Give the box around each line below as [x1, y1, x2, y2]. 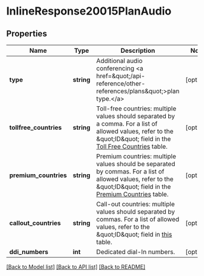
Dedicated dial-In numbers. [96, 247, 175, 256]
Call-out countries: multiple [96, 200, 175, 208]
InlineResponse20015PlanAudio [6, 4, 172, 18]
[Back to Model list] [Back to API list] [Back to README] [6, 263, 146, 271]
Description [120, 47, 155, 55]
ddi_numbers [9, 247, 49, 256]
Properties [6, 29, 47, 39]
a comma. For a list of [96, 119, 158, 128]
